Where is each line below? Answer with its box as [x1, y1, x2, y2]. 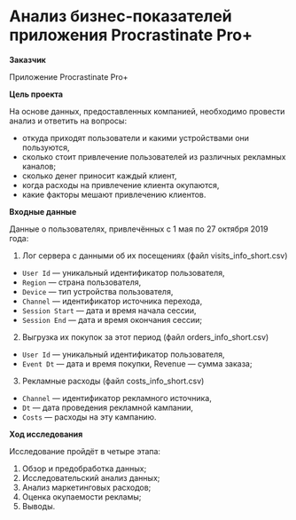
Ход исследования [9, 429, 83, 439]
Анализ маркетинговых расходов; [21, 482, 152, 492]
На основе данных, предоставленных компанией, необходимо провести [9, 106, 285, 116]
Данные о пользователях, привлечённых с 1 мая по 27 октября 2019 [9, 224, 269, 234]
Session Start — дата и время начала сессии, [21, 304, 197, 316]
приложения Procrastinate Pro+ [9, 25, 253, 45]
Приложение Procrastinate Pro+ [9, 71, 129, 82]
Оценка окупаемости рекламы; [21, 491, 142, 502]
